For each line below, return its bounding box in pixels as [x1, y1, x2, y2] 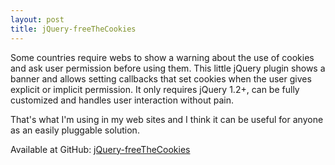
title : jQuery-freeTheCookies [10, 24, 137, 34]
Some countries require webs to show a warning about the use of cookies [10, 51, 315, 63]
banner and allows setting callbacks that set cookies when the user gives [10, 72, 312, 85]
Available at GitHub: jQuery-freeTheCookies [10, 143, 191, 155]
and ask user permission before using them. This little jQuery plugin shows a [10, 62, 326, 74]
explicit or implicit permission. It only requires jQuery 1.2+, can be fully [10, 83, 300, 95]
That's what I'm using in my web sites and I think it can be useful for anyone [10, 113, 324, 125]
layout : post [10, 14, 65, 25]
